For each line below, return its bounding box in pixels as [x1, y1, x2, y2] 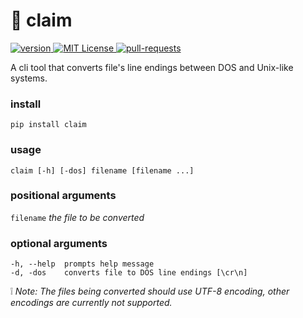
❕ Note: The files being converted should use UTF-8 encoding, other [10, 285, 290, 298]
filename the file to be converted [10, 211, 145, 223]
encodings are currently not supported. [10, 297, 173, 309]
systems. [10, 72, 48, 84]
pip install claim [10, 120, 87, 130]
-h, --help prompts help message [10, 259, 155, 269]
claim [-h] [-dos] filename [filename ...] [10, 165, 195, 176]
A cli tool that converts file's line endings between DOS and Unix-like [10, 61, 294, 73]
